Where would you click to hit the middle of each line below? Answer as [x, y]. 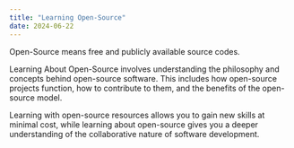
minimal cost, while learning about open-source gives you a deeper [134, 124]
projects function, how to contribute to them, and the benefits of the [135, 88]
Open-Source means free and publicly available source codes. [125, 51]
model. [50, 97]
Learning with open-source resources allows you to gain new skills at [137, 115]
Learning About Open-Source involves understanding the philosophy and [144, 69]
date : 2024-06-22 [42, 26]
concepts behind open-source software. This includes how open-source [143, 78]
